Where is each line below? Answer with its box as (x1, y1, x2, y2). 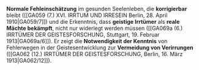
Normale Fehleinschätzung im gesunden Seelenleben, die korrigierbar (6, 5, 187, 12)
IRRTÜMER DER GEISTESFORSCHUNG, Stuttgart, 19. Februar (6, 31, 160, 38)
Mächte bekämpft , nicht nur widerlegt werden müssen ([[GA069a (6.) (6, 24, 183, 32)
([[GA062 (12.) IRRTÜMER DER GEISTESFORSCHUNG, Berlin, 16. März (6, 51, 183, 57)
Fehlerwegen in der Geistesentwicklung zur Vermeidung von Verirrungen (6, 44, 193, 51)
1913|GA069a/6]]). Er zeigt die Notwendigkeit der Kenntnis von (6, 38, 168, 44)
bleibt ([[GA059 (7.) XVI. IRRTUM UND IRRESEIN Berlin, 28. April (6, 12, 168, 19)
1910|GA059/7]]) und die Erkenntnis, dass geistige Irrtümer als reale (6, 18, 180, 25)
